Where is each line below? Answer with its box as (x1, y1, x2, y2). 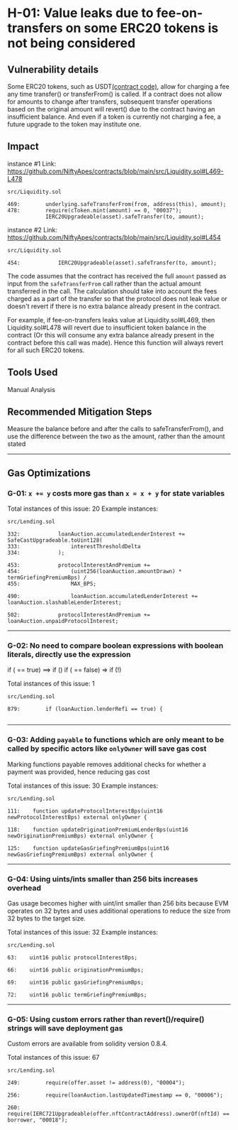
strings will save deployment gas (7, 1023, 123, 1033)
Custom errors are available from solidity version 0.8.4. (7, 1039, 168, 1048)
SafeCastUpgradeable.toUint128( (7, 537, 103, 544)
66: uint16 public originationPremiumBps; (7, 967, 144, 974)
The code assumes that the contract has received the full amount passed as (7, 271, 227, 280)
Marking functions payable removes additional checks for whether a (7, 760, 207, 768)
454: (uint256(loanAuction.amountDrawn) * (7, 568, 182, 575)
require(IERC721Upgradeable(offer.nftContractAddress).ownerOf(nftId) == (7, 1110, 230, 1118)
